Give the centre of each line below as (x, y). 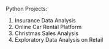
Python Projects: (27, 9)
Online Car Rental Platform (48, 27)
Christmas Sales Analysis (47, 33)
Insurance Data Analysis (45, 20)
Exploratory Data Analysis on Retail (59, 40)
